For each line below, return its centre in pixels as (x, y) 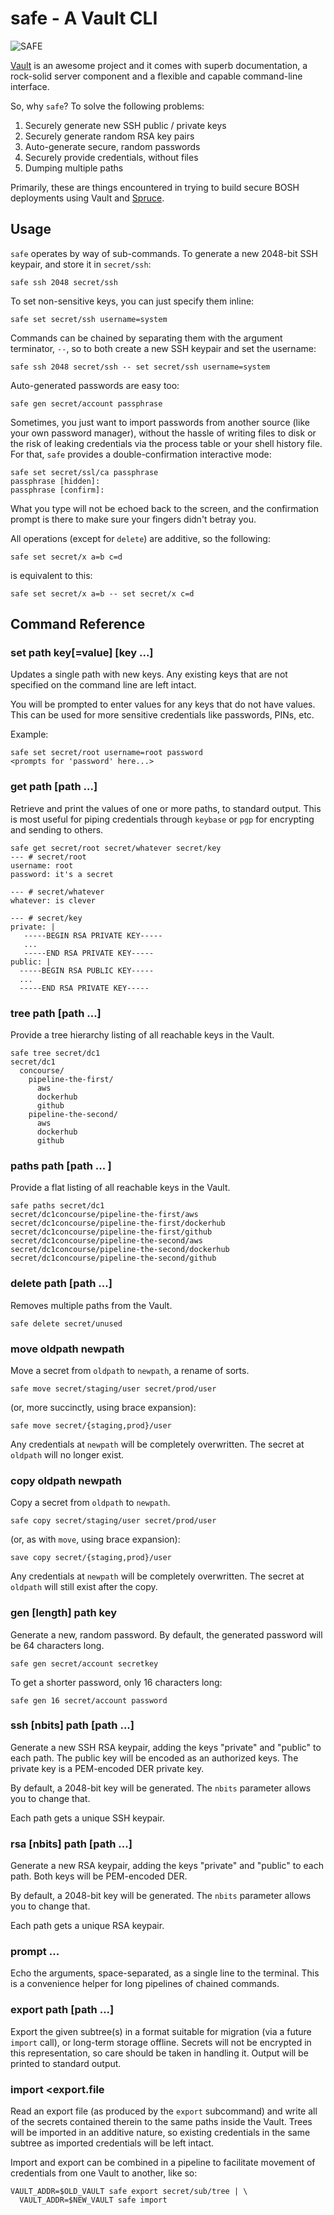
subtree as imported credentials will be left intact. (112, 2143)
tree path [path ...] (56, 1013)
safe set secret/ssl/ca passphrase (84, 472)
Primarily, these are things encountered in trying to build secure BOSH (155, 187)
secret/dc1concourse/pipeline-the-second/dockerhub (120, 1250)
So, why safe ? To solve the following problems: (107, 106)
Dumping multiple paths (74, 168)
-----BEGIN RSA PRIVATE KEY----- (93, 935)
